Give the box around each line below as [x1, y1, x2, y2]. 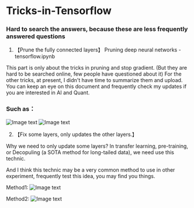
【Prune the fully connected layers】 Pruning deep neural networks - [14, 46, 181, 53]
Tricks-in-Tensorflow [6, 4, 112, 18]
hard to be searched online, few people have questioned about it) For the [6, 70, 182, 77]
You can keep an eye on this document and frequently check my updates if [6, 83, 187, 90]
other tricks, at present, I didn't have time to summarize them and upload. [6, 77, 183, 84]
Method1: [6, 183, 29, 191]
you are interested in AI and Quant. [6, 89, 90, 96]
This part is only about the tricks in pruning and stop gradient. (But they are [6, 64, 188, 71]
